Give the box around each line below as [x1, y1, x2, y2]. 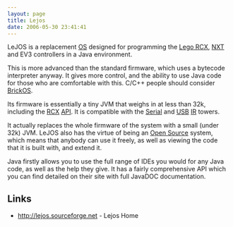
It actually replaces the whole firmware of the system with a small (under [7, 121, 219, 130]
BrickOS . [7, 86, 33, 95]
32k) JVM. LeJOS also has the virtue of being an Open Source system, [7, 128, 213, 137]
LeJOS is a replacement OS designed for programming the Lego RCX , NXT [7, 43, 225, 51]
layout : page [7, 10, 46, 18]
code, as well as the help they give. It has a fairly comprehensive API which [7, 165, 227, 173]
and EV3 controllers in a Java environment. [7, 50, 133, 59]
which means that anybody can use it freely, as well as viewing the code [7, 136, 218, 145]
